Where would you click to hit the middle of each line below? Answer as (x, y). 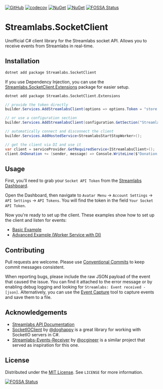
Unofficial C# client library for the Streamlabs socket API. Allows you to (76, 40)
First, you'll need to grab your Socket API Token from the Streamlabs (73, 181)
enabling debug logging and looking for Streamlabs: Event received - (75, 287)
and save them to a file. (28, 297)
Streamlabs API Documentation (43, 324)
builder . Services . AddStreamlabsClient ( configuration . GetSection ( (72, 123)
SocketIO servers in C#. (36, 334)
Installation (22, 61)
